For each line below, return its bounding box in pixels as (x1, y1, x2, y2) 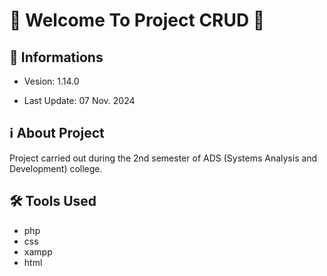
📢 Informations (9, 49, 104, 66)
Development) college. (9, 162, 103, 174)
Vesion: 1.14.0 (23, 75, 80, 87)
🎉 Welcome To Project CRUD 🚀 (9, 9, 266, 32)
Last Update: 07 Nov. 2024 (23, 95, 136, 106)
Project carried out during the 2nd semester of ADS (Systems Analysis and (9, 152, 318, 164)
